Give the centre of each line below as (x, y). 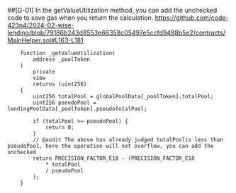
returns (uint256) (60, 84)
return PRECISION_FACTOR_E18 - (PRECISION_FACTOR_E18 (114, 158)
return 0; (60, 127)
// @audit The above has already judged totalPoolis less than (128, 140)
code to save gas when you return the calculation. (80, 18)
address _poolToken (62, 59)
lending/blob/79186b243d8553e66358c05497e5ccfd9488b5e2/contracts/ (116, 33)
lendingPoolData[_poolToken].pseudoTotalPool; (77, 109)
